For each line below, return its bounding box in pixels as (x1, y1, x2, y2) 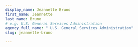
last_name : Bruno (5, 16, 42, 21)
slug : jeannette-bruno (5, 30, 53, 35)
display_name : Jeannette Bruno (5, 7, 71, 12)
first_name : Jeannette (5, 12, 53, 17)
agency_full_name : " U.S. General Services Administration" (5, 26, 134, 31)
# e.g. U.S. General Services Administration (5, 21, 102, 26)
